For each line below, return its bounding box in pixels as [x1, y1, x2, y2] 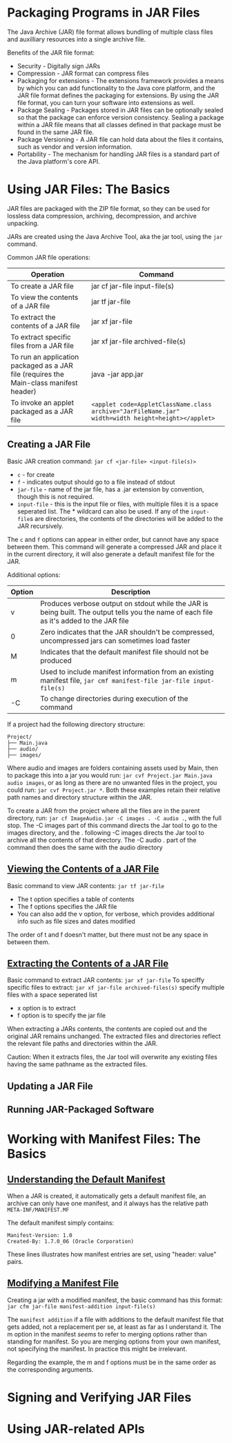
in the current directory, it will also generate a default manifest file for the [7, 549, 215, 558]
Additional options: [7, 570, 61, 578]
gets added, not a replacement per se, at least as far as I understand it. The [7, 1322, 222, 1331]
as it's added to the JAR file [40, 616, 129, 625]
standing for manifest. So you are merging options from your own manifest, [7, 1337, 221, 1346]
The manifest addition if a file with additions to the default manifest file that [7, 1315, 224, 1323]
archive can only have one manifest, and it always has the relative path [7, 1199, 209, 1207]
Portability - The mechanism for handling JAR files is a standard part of [17, 150, 220, 158]
